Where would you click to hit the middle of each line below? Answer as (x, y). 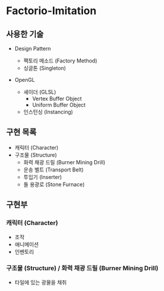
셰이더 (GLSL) (40, 92)
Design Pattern (33, 49)
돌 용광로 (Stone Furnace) (54, 184)
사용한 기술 (25, 34)
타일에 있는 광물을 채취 (41, 282)
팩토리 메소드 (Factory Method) (60, 61)
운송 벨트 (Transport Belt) (53, 170)
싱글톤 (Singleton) (45, 68)
